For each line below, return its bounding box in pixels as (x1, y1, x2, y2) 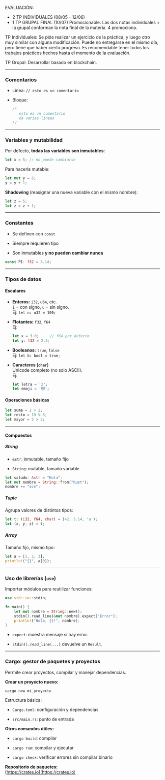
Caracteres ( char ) (12, 362, 49, 368)
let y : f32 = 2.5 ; (12, 338, 50, 343)
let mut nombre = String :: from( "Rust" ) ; (5, 480, 89, 485)
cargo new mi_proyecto (5, 688, 52, 693)
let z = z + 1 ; (5, 203, 36, 208)
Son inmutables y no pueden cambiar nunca (12, 250, 103, 256)
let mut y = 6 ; (5, 175, 36, 181)
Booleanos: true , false (12, 347, 60, 353)
